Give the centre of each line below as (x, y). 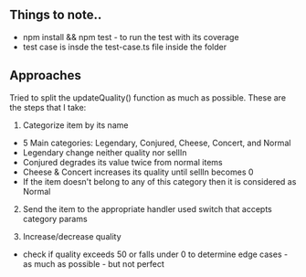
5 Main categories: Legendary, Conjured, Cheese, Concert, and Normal (157, 143)
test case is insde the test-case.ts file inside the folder (124, 47)
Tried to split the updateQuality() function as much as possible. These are (148, 97)
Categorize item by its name (75, 125)
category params (55, 218)
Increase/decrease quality (72, 236)
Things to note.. (56, 15)
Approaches (46, 75)
